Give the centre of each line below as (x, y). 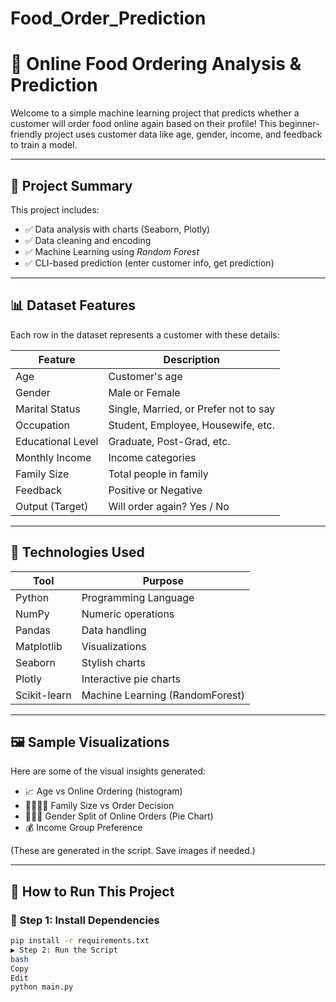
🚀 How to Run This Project (92, 891)
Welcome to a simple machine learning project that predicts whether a (155, 113)
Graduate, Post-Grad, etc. (169, 441)
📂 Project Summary (71, 185)
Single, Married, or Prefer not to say (192, 409)
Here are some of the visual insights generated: (108, 771)
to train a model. (44, 145)
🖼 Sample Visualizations (90, 742)
